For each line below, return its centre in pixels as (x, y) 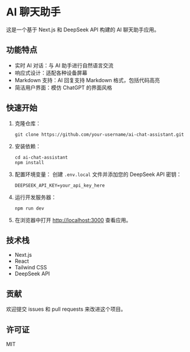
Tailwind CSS (31, 268)
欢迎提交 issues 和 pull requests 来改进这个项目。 (66, 309)
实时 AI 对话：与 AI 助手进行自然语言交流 (64, 65)
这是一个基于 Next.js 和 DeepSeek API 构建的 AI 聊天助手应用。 (83, 30)
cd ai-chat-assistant (41, 157)
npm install (29, 162)
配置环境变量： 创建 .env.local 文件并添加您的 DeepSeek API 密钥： (98, 174)
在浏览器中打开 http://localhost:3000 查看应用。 (73, 220)
